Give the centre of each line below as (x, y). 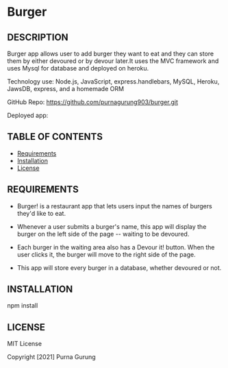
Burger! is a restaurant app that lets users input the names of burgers (114, 206)
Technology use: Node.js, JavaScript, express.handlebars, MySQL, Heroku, (113, 82)
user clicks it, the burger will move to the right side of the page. (106, 254)
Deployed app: (28, 115)
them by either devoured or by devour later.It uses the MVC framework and (113, 61)
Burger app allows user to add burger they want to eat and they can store (111, 53)
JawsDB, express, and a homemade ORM (66, 89)
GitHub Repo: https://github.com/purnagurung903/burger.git (93, 102)
